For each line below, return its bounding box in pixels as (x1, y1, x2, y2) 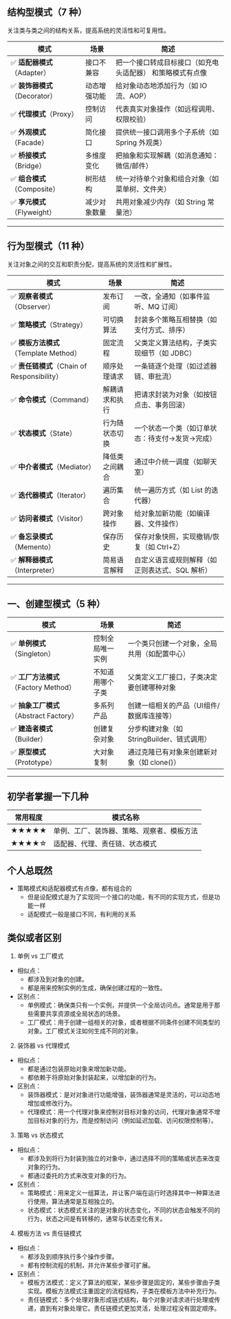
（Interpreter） (10, 565, 59, 575)
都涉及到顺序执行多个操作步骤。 (27, 1252, 118, 1260)
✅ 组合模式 (10, 174, 46, 183)
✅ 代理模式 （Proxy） (10, 109, 78, 119)
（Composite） (10, 184, 60, 194)
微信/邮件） (115, 161, 153, 170)
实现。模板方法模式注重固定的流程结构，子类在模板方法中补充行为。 (27, 1287, 221, 1295)
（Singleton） (10, 649, 55, 659)
